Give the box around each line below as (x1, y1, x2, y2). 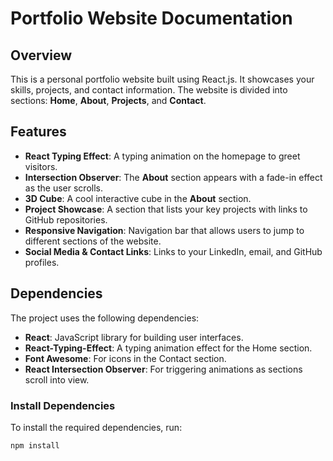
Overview (10, 47, 73, 64)
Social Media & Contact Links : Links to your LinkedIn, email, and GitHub (24, 245, 323, 257)
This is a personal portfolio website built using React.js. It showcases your (10, 73, 315, 85)
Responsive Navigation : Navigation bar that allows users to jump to (24, 224, 305, 236)
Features (10, 123, 67, 141)
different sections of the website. (24, 235, 162, 247)
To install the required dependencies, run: (10, 421, 183, 433)
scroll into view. (24, 373, 90, 386)
